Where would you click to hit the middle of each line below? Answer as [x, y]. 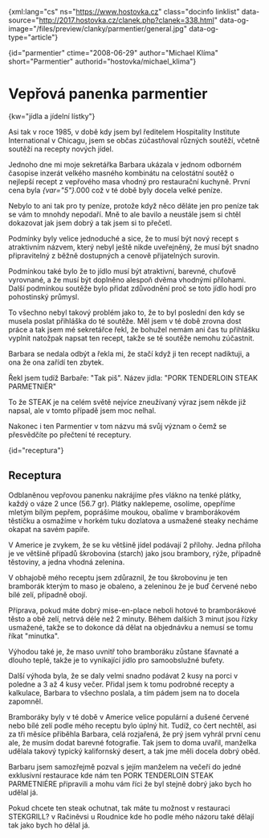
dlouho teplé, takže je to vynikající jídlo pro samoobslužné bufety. [116, 660]
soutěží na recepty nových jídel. [61, 149]
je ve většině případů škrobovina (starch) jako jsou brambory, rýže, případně [135, 553]
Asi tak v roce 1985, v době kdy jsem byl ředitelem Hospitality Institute [124, 131]
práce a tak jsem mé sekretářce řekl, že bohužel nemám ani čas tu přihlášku [134, 329]
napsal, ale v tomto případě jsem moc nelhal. [82, 411]
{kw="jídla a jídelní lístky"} [52, 116]
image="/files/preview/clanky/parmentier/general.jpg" [98, 29]
